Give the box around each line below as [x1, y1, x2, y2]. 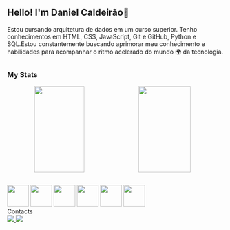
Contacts [7, 207, 33, 216]
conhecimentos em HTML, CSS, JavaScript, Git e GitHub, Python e [7, 32, 196, 41]
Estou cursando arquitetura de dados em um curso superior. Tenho [7, 25, 198, 33]
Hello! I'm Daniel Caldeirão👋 [7, 7, 129, 19]
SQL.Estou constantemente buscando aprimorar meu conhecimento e [7, 39, 205, 48]
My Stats [7, 70, 38, 80]
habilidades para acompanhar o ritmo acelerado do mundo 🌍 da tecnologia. [7, 48, 224, 56]
